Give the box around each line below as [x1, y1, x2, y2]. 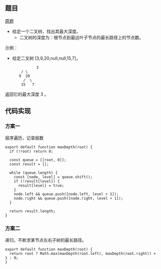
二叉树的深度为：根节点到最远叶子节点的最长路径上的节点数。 [19, 34, 144, 40]
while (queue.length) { [9, 170, 58, 175]
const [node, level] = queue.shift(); [14, 174, 93, 179]
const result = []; [9, 162, 49, 166]
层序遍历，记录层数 [5, 135, 44, 141]
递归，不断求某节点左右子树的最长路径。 [5, 237, 86, 243]
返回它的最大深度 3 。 [5, 91, 49, 97]
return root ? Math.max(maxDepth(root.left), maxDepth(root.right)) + [9, 251, 156, 256]
